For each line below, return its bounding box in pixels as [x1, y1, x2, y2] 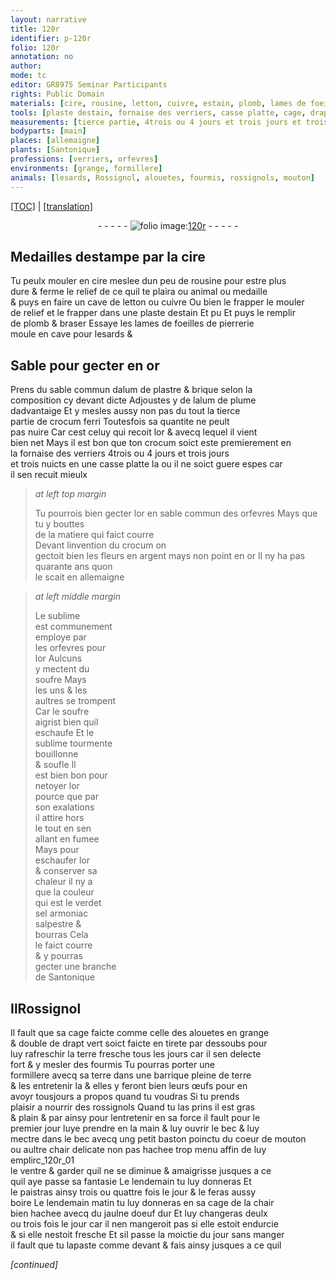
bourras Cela [34, 929, 89, 941]
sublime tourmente [34, 737, 113, 750]
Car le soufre [34, 706, 90, 718]
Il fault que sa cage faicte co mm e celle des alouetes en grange [10, 1026, 270, 1038]
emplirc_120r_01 [10, 1154, 75, 1166]
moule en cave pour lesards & [10, 328, 133, 340]
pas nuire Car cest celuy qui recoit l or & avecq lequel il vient [10, 426, 258, 438]
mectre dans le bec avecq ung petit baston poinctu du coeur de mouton [10, 1132, 307, 1145]
